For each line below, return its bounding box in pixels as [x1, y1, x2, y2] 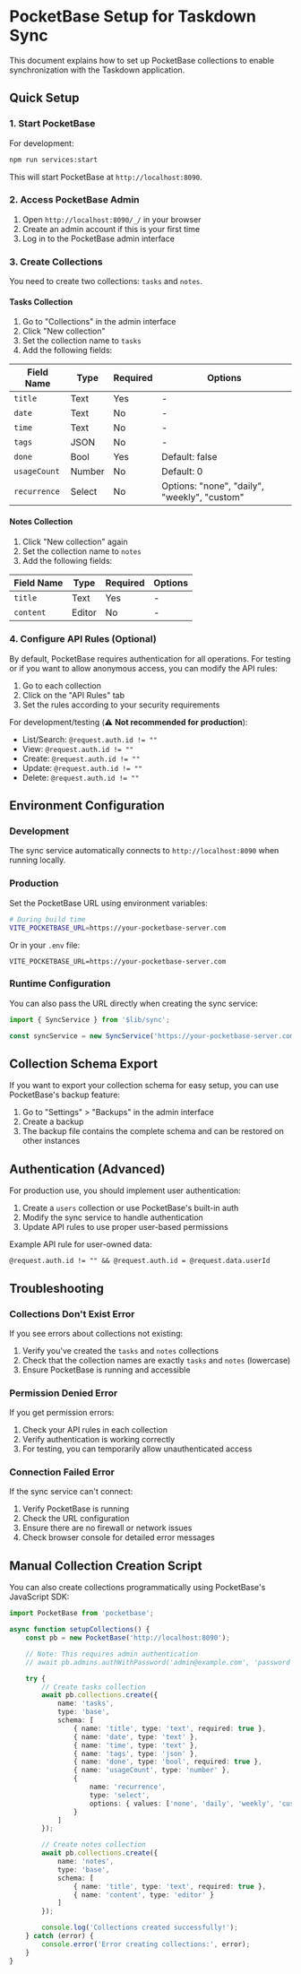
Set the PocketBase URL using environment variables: [9, 897, 208, 908]
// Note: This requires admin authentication [25, 1649, 199, 1658]
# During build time [9, 914, 87, 924]
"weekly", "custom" [160, 491, 245, 504]
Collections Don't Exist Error [9, 1307, 135, 1320]
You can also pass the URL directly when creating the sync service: [9, 998, 258, 1009]
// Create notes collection [41, 1840, 146, 1849]
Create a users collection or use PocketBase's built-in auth [21, 1203, 239, 1214]
